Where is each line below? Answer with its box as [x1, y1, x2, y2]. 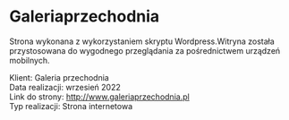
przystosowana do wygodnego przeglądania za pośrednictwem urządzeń [9, 45, 281, 56]
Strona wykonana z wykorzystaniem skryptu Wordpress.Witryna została [9, 36, 275, 47]
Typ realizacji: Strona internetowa [9, 100, 133, 111]
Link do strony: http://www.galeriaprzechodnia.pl [9, 91, 190, 102]
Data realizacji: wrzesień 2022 [9, 81, 121, 92]
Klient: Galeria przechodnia [9, 72, 109, 82]
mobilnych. [9, 55, 50, 65]
